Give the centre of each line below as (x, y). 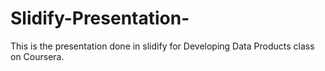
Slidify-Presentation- (100, 18)
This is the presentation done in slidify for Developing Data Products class (162, 46)
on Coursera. (37, 56)
